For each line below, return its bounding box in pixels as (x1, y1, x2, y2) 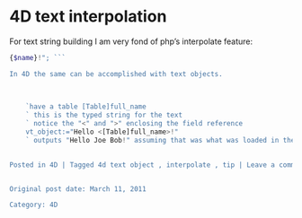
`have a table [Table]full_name (25, 102, 147, 111)
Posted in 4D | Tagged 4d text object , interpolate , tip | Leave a (9, 160, 276, 170)
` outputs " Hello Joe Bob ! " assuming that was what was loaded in (25, 135, 280, 144)
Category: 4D (9, 200, 58, 210)
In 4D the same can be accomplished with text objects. (9, 69, 223, 78)
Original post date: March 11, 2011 (9, 184, 147, 194)
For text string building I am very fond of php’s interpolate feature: (9, 36, 253, 47)
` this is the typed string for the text (25, 110, 182, 120)
